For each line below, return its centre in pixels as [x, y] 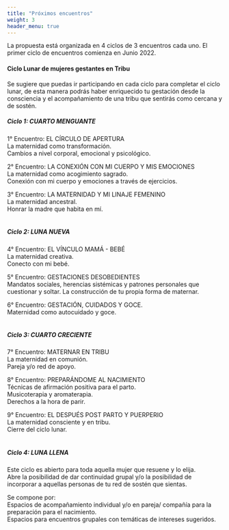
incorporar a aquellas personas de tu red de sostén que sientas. [97, 484]
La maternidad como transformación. [59, 146]
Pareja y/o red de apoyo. [42, 366]
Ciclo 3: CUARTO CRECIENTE [50, 335]
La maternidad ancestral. [42, 201]
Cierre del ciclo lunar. [37, 429]
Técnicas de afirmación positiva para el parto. [72, 387]
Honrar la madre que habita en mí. [55, 209]
